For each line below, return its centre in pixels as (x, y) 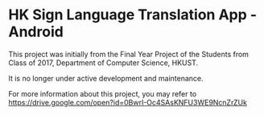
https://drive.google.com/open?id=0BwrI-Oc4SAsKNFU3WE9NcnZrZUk (128, 102)
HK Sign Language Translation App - (133, 15)
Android (36, 32)
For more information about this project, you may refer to (103, 93)
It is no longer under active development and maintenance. (106, 78)
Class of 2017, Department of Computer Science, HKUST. (103, 63)
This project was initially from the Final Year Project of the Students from (129, 54)
